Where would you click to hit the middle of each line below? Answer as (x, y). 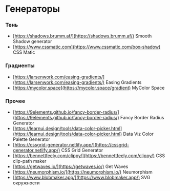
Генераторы (33, 9)
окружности (26, 183)
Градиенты (20, 66)
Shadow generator (32, 41)
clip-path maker (29, 161)
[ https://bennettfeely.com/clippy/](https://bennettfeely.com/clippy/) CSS (89, 156)
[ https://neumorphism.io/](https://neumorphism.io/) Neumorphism (82, 172)
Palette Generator (31, 139)
